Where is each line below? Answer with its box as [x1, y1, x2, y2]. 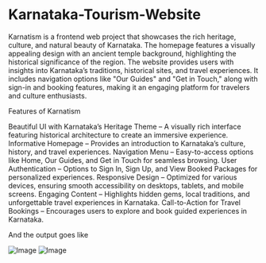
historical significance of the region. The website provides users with [8, 57, 234, 67]
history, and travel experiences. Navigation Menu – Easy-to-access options [8, 147, 254, 157]
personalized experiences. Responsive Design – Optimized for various [8, 172, 237, 182]
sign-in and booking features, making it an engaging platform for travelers [8, 82, 250, 92]
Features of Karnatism [8, 106, 81, 116]
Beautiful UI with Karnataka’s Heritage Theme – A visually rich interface [8, 122, 241, 131]
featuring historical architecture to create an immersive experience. [8, 130, 229, 140]
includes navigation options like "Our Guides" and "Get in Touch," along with [8, 74, 258, 83]
